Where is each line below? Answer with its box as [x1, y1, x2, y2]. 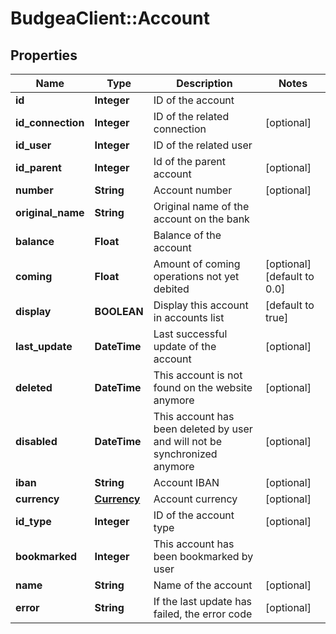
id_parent [15, 161, 62, 174]
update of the [153, 340, 217, 353]
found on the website [153, 381, 253, 394]
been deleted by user [153, 422, 253, 436]
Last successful [153, 327, 228, 341]
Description [176, 77, 233, 90]
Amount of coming [153, 257, 241, 271]
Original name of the [153, 200, 250, 213]
